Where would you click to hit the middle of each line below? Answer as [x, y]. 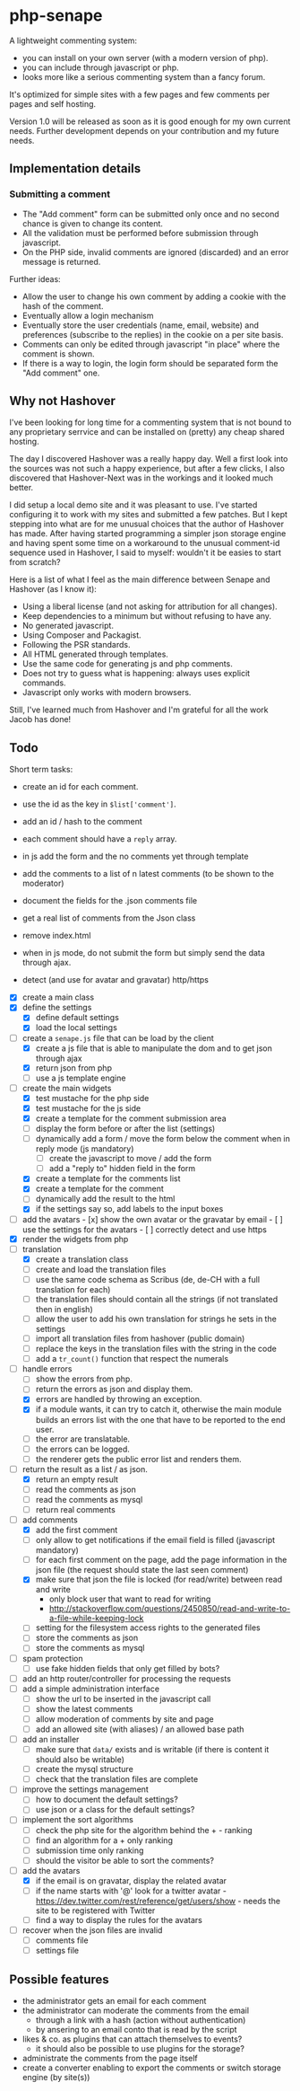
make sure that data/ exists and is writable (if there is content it [152, 1750]
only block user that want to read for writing [130, 1599]
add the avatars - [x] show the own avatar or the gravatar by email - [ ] [153, 1219]
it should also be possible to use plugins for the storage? [140, 2048]
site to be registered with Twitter [95, 1910]
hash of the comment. [63, 305]
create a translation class [82, 1259]
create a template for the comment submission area [131, 1118]
